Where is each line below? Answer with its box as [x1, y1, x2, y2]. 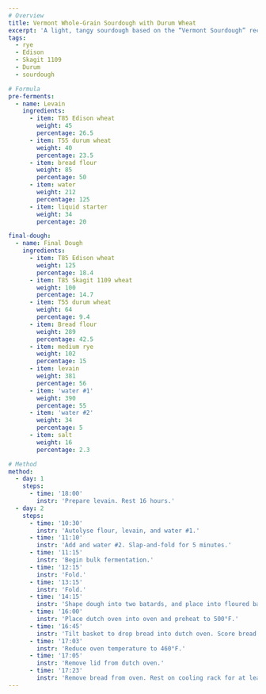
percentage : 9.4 [36, 313, 90, 321]
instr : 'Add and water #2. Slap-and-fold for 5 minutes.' [36, 541, 232, 550]
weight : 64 [36, 306, 73, 314]
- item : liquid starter [28, 203, 108, 211]
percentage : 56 [36, 379, 87, 387]
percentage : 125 [36, 195, 90, 203]
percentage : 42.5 [36, 335, 93, 343]
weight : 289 [36, 328, 77, 335]
